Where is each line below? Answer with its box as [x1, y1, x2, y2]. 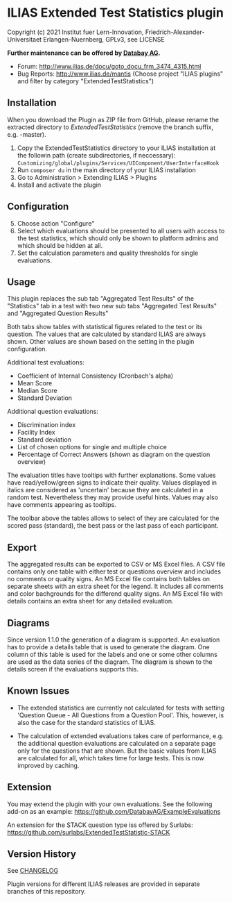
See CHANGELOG [7, 867, 59, 875]
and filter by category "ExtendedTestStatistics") [17, 76, 154, 85]
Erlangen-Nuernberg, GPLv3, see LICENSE [43, 35, 165, 43]
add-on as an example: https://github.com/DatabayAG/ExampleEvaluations [7, 807, 221, 815]
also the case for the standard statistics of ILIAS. [17, 718, 156, 726]
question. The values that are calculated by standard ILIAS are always [7, 330, 206, 338]
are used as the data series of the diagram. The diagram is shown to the [7, 658, 213, 666]
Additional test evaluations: [7, 358, 84, 367]
